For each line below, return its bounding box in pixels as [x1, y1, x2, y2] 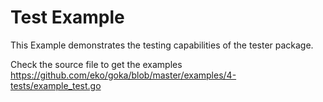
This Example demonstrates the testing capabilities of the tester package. [10, 39, 314, 51]
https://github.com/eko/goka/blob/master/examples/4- [10, 69, 237, 81]
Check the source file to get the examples [10, 58, 183, 70]
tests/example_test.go [10, 79, 102, 91]
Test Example [10, 6, 125, 29]
